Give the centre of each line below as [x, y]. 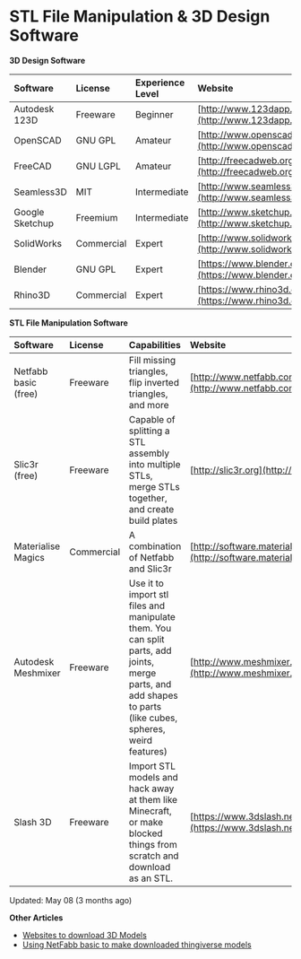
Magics [29, 557]
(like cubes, [153, 718]
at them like [153, 799]
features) [148, 751]
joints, [142, 661]
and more [149, 405]
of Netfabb [151, 557]
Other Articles [36, 918]
